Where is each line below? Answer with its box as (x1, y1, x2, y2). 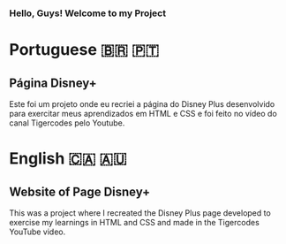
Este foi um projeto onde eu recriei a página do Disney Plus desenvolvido (9, 98, 275, 109)
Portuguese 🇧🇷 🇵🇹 (9, 40, 160, 60)
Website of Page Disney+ (9, 184, 151, 199)
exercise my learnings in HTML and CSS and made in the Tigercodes (9, 217, 260, 227)
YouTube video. (9, 226, 66, 237)
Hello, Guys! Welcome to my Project (9, 7, 166, 19)
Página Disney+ (9, 75, 97, 90)
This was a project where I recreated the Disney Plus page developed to (9, 207, 271, 218)
